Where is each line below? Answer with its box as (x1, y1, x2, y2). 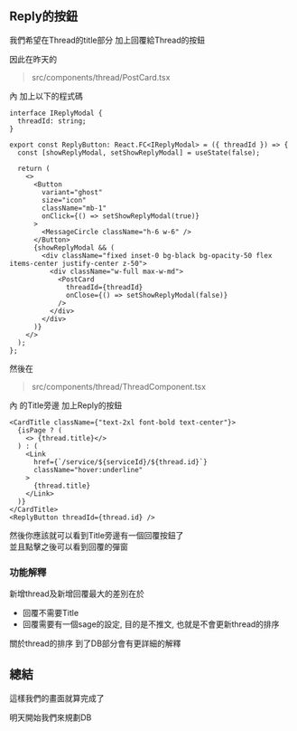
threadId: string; (17, 116, 88, 126)
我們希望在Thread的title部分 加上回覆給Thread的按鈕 (9, 34, 206, 45)
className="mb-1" (42, 204, 107, 213)
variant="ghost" (42, 187, 103, 196)
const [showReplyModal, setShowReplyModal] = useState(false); (17, 147, 260, 157)
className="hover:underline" (32, 465, 144, 474)
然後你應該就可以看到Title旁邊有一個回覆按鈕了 (9, 529, 184, 540)
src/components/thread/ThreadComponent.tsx (31, 381, 206, 392)
